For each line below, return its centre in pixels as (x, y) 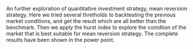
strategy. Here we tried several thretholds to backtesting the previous (91, 15)
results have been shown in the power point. (60, 40)
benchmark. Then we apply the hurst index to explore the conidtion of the (96, 27)
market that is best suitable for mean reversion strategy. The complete (92, 34)
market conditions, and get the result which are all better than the (86, 21)
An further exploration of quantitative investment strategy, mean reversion (97, 9)
